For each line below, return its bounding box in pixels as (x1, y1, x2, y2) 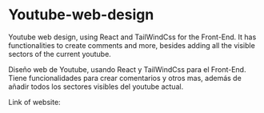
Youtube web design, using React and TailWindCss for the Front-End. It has (8, 32, 257, 42)
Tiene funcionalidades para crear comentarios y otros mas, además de (8, 73, 242, 83)
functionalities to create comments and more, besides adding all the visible (8, 40, 256, 50)
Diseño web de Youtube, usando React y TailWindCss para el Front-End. (8, 64, 246, 74)
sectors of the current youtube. (8, 49, 112, 59)
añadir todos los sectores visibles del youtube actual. (8, 82, 184, 91)
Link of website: (8, 97, 62, 107)
